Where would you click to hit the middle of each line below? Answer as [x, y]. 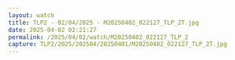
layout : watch [32, 15]
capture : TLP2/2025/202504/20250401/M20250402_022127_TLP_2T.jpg [117, 44]
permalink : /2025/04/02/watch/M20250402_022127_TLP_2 [99, 37]
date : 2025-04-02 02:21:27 [52, 30]
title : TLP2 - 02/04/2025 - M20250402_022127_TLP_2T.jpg [104, 23]
